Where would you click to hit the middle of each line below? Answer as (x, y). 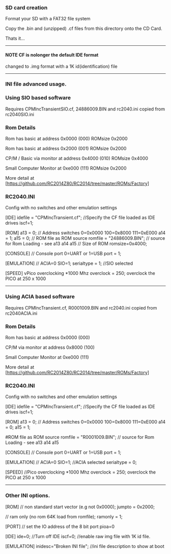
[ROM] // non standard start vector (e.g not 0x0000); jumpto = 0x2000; (80, 507)
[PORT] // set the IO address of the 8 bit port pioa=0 (60, 527)
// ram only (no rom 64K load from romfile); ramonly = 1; (64, 516)
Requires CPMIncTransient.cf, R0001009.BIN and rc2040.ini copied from (81, 308)
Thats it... (15, 38)
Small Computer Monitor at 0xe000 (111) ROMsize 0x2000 (66, 168)
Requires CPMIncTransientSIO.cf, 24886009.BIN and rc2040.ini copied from (85, 109)
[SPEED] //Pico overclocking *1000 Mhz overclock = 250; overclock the (81, 472)
